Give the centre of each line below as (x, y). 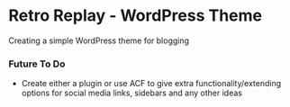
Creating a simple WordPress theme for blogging (99, 40)
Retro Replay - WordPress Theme (136, 16)
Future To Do (37, 64)
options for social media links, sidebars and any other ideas (131, 93)
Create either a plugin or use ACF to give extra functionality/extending (151, 84)
